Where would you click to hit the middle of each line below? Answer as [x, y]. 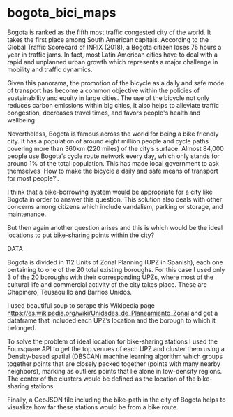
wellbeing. [22, 120]
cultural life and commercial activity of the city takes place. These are [107, 284]
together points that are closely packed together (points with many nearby [114, 363]
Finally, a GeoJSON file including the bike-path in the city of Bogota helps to [116, 400]
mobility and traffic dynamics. [50, 69]
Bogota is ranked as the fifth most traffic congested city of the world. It [109, 32]
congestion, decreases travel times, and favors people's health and [104, 113]
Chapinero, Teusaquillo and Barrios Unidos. [70, 292]
